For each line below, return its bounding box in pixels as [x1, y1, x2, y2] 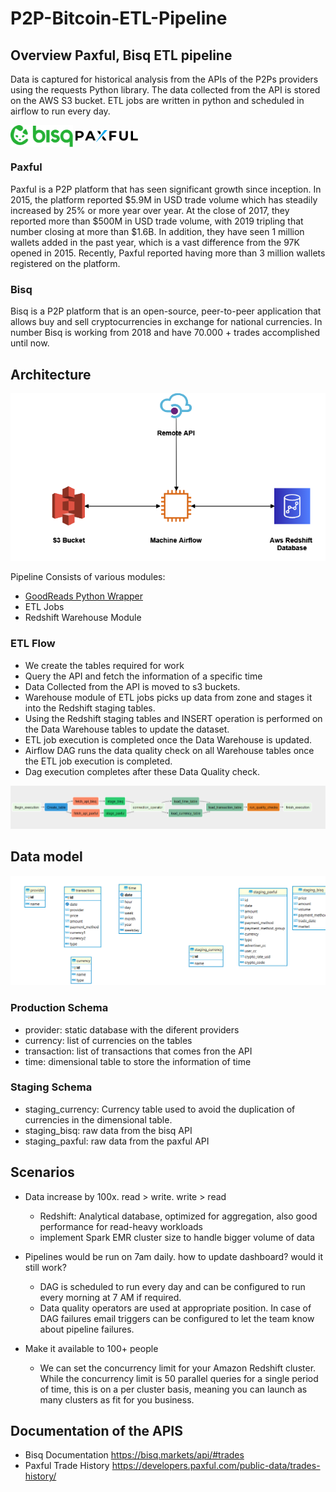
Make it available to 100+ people [24, 1342, 159, 1354]
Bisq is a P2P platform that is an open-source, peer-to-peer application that [10, 305, 322, 317]
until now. [10, 337, 50, 349]
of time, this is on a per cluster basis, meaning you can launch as [39, 1383, 308, 1395]
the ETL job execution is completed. [24, 755, 173, 767]
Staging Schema [10, 1080, 93, 1094]
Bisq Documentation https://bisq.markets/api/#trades [24, 1449, 245, 1461]
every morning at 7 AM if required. [39, 1291, 182, 1303]
